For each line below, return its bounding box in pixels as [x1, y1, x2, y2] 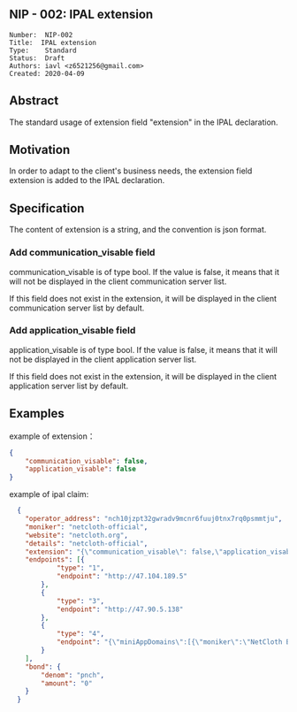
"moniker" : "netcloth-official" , [25, 522, 148, 532]
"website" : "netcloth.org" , [25, 531, 128, 540]
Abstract [9, 93, 59, 109]
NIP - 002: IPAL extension [9, 7, 154, 22]
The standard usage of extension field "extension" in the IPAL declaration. [9, 117, 278, 127]
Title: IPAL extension [9, 38, 97, 47]
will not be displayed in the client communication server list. [9, 276, 227, 287]
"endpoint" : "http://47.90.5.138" [56, 605, 184, 614]
